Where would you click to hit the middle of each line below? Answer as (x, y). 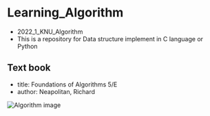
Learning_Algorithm (65, 13)
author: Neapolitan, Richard (56, 91)
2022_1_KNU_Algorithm (50, 32)
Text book (29, 68)
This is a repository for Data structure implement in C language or (110, 38)
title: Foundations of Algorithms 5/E (67, 84)
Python (27, 46)
